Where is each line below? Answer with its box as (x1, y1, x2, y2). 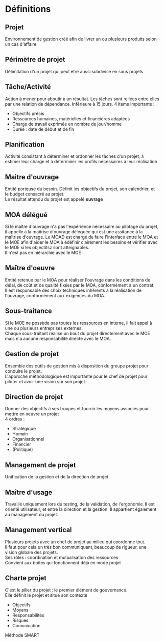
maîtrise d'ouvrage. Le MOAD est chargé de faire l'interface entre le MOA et (5, 234, 158, 240)
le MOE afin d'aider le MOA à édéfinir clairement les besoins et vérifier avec (5, 239, 158, 245)
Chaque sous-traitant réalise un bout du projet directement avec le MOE (5, 330, 150, 336)
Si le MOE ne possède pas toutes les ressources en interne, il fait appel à (5, 320, 152, 326)
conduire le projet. (5, 368, 42, 374)
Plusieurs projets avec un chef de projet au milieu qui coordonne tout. (5, 539, 146, 545)
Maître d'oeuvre (5, 264, 55, 272)
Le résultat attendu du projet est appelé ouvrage (5, 196, 103, 202)
